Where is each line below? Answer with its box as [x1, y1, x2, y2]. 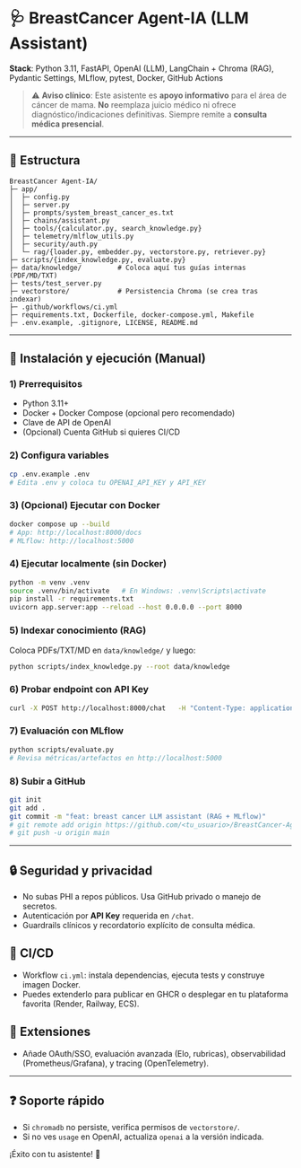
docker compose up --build [9, 519, 110, 529]
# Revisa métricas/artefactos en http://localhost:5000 [9, 753, 222, 762]
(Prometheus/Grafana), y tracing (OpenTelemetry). [21, 1058, 209, 1068]
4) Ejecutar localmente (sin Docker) [9, 558, 168, 570]
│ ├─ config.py [9, 192, 70, 201]
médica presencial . [30, 119, 105, 129]
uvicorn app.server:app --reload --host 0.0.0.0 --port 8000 [9, 603, 243, 612]
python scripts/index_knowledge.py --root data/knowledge [9, 662, 230, 671]
